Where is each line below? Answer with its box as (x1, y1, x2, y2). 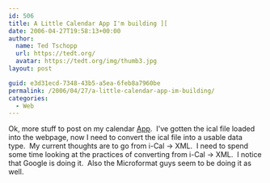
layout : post (8, 65, 53, 73)
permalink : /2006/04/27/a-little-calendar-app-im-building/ (8, 87, 216, 95)
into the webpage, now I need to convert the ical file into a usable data (8, 133, 243, 143)
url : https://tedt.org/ (15, 49, 95, 57)
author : (8, 34, 35, 43)
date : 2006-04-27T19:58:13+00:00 (8, 27, 121, 35)
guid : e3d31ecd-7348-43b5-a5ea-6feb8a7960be (8, 79, 161, 87)
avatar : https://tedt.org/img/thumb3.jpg (15, 57, 158, 66)
